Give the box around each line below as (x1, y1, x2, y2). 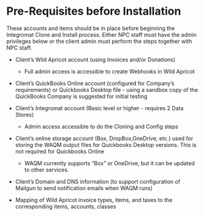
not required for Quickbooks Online (15, 147, 105, 155)
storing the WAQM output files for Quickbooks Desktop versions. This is (15, 141, 197, 148)
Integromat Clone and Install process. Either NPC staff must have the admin (6, 31, 197, 38)
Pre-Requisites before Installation (6, 4, 181, 18)
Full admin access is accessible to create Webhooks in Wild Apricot (24, 67, 195, 75)
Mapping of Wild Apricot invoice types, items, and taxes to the (15, 196, 173, 203)
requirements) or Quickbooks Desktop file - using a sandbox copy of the (15, 86, 198, 93)
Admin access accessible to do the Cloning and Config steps (24, 122, 179, 130)
